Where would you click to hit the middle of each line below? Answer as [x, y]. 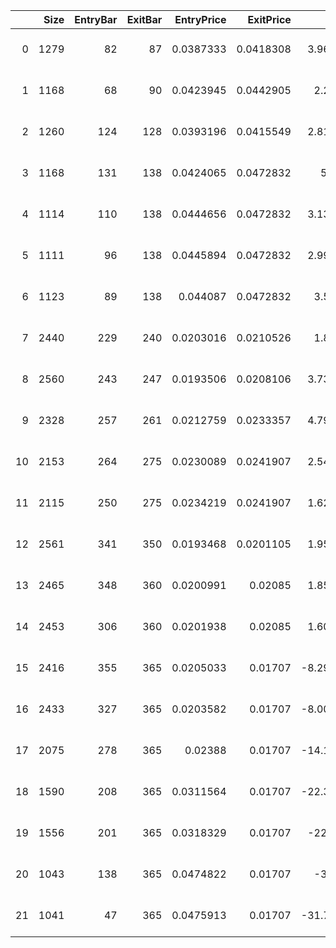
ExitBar [144, 19]
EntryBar [96, 19]
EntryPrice [200, 19]
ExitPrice [269, 19]
